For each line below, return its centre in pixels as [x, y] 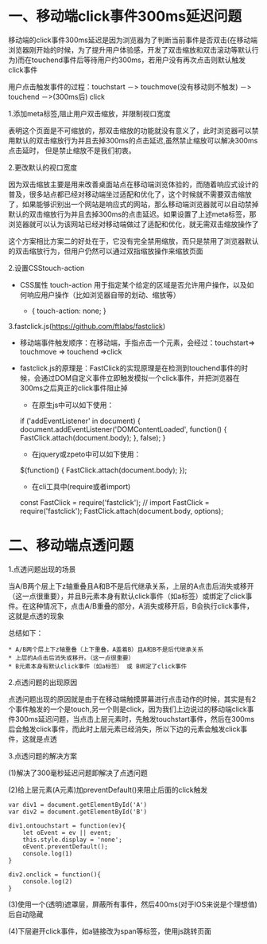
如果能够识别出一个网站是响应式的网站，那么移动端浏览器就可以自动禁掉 [140, 204]
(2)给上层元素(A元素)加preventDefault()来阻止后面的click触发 [108, 789]
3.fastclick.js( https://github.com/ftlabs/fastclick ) [87, 326]
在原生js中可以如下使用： [73, 405]
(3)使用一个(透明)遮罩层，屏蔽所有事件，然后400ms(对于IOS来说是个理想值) [133, 904]
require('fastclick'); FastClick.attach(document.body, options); [122, 511]
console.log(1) [48, 853]
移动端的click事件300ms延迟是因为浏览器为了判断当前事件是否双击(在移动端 [133, 40]
